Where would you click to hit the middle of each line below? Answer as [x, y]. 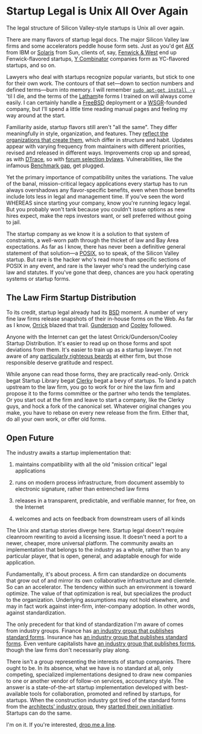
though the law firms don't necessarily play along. [68, 649]
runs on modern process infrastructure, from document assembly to [100, 482]
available [17, 694]
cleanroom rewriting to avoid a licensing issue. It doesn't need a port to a [97, 537]
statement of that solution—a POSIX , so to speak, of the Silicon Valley [93, 253]
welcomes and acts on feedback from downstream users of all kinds [100, 519]
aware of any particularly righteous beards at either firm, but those [89, 356]
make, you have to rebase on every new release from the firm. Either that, [98, 412]
